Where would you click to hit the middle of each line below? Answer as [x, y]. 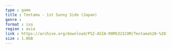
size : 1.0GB [19, 39]
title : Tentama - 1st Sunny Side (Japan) [51, 15]
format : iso [19, 24]
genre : [14, 19]
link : [12, 34]
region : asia [20, 29]
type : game [18, 10]
